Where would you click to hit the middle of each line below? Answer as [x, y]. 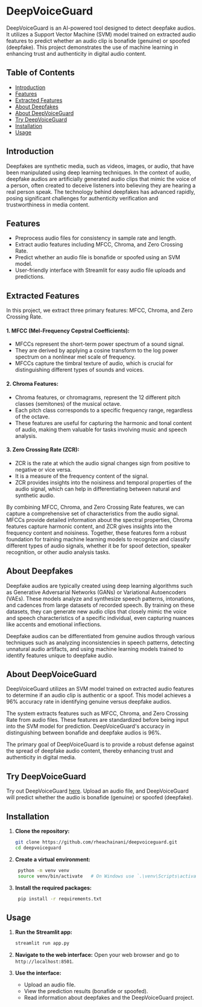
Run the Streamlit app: [43, 932]
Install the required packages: [53, 888]
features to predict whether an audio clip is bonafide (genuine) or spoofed [98, 41]
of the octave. [32, 417]
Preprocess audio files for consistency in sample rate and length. [96, 238]
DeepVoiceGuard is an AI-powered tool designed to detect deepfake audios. [101, 28]
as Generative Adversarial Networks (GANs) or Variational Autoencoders [96, 592]
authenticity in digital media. [41, 758]
